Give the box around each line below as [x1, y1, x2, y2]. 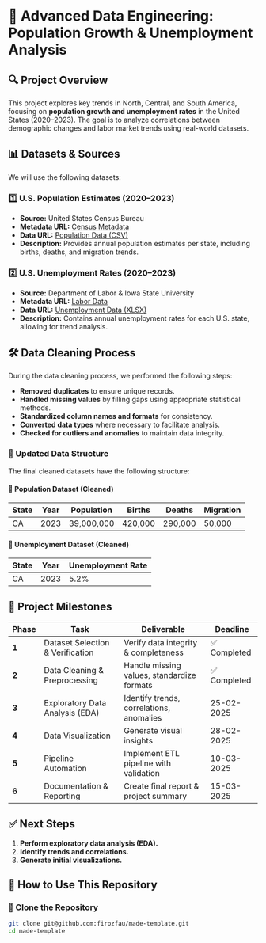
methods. [19, 403, 51, 413]
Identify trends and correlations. [19, 846, 129, 856]
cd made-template [8, 927, 66, 935]
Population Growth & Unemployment [8, 24, 253, 42]
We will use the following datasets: [8, 172, 121, 181]
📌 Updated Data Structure [8, 448, 109, 459]
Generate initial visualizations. [19, 855, 123, 865]
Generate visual [123, 724, 182, 736]
